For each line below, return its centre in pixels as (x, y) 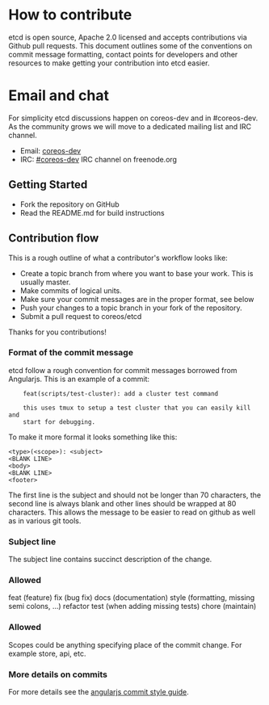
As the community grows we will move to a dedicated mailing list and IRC (130, 126)
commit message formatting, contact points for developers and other (123, 54)
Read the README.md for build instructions (92, 212)
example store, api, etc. (47, 653)
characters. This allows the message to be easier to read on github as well (132, 512)
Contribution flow (54, 239)
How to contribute (70, 15)
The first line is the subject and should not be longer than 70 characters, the (134, 495)
